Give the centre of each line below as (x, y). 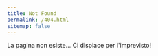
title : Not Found (32, 13)
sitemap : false (29, 26)
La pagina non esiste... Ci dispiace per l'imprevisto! (79, 46)
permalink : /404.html (38, 20)
